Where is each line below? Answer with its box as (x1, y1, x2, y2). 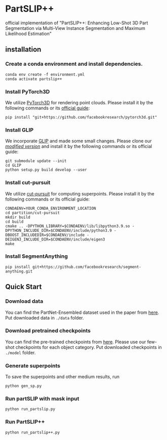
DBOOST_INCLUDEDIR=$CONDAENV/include (5, 232, 85, 237)
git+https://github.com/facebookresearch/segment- (32, 264, 142, 269)
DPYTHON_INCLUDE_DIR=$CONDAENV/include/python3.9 (5, 228, 112, 233)
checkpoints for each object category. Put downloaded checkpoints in (15, 344, 162, 350)
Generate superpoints (5, 362, 61, 369)
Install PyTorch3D (5, 88, 50, 95)
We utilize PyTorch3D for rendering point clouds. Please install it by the (5, 99, 153, 105)
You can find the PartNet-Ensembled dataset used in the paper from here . (5, 309, 159, 315)
